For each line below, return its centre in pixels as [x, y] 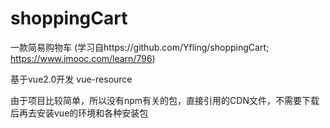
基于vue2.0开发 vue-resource [71, 79]
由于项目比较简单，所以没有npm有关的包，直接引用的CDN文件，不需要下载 [165, 100]
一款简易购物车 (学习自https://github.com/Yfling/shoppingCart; [140, 47]
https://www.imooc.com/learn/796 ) [83, 58]
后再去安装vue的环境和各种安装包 [79, 113]
